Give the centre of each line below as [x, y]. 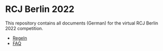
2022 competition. [24, 28]
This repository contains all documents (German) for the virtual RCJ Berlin [82, 23]
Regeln [20, 38]
